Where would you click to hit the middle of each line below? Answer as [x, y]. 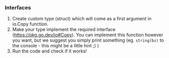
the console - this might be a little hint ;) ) [55, 46]
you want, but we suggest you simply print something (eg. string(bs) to [88, 40]
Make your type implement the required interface [64, 30]
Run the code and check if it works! [50, 51]
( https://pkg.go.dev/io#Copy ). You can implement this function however [88, 35]
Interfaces [18, 8]
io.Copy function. [30, 24]
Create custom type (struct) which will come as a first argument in [82, 19]
